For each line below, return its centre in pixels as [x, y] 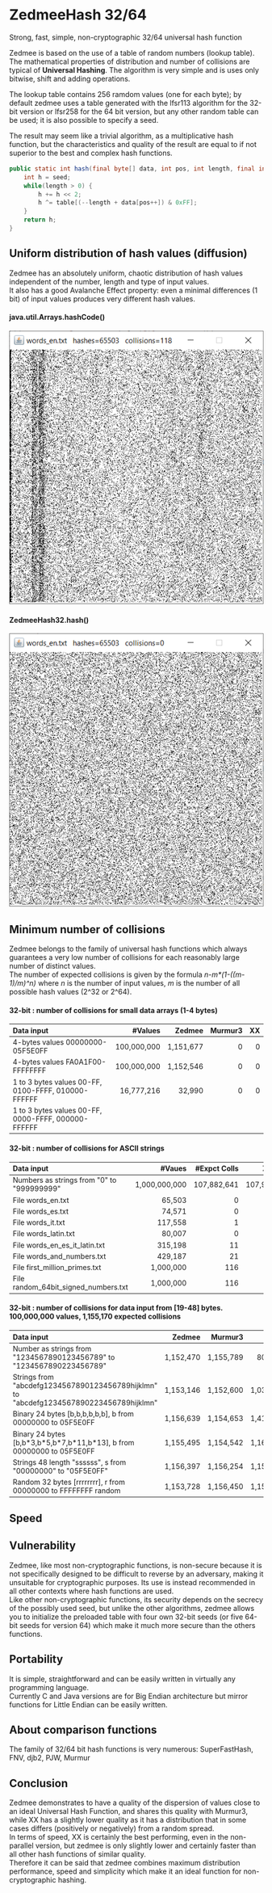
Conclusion [39, 1783]
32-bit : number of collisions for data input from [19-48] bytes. [116, 1308]
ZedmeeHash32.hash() [49, 620]
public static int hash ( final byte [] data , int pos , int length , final [132, 168]
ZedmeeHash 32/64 [78, 15]
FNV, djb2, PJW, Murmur [50, 1758]
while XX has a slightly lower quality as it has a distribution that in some [128, 1820]
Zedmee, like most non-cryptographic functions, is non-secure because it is [136, 1565]
